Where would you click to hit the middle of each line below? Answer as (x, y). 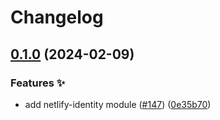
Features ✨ (38, 83)
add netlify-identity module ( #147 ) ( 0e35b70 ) (118, 104)
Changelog (57, 17)
